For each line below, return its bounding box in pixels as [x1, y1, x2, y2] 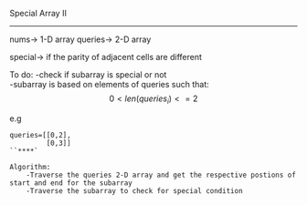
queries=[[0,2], [9, 130, 71, 139]
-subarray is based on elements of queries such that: [9, 79, 210, 89]
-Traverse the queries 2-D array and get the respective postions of [26, 170, 297, 179]
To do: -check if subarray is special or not [9, 69, 167, 80]
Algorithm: [9, 162, 51, 171]
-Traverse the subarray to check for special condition [26, 186, 244, 195]
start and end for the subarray [9, 178, 132, 188]
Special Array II [9, 8, 67, 18]
